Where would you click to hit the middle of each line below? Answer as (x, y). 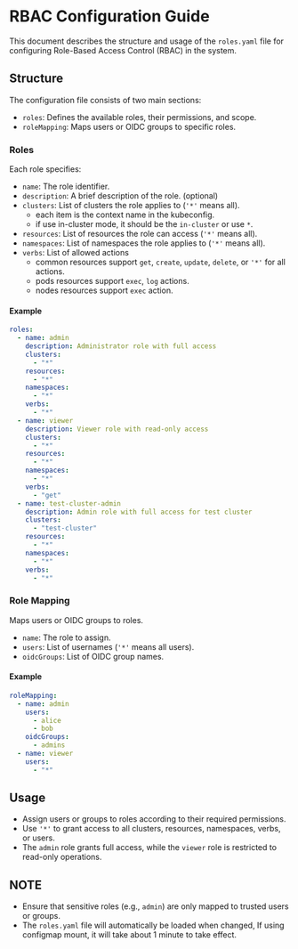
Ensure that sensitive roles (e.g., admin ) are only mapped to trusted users (155, 906)
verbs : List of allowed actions (75, 253)
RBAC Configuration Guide (110, 16)
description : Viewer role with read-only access (117, 429)
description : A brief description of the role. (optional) (120, 196)
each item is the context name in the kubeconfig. (125, 215)
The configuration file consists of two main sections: (105, 100)
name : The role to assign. (66, 637)
